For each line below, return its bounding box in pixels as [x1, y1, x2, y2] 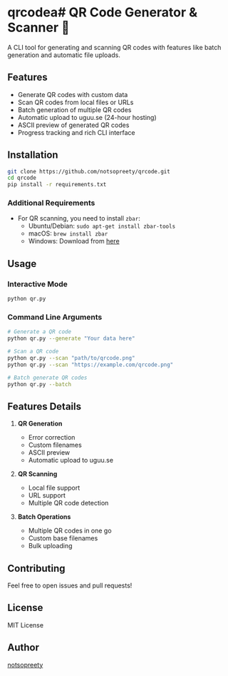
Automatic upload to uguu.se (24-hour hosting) [17, 113, 157, 121]
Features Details [7, 400, 82, 413]
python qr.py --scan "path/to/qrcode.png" [7, 354, 135, 361]
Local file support [28, 483, 81, 493]
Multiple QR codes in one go [28, 526, 112, 535]
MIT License [7, 620, 44, 629]
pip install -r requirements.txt [7, 181, 107, 188]
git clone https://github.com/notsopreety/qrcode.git [7, 168, 171, 175]
